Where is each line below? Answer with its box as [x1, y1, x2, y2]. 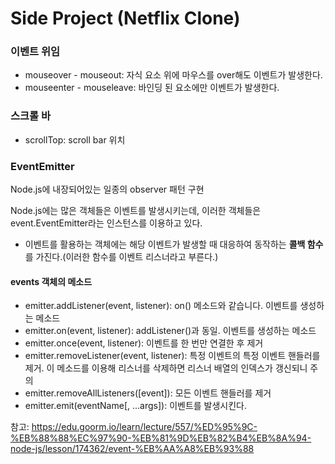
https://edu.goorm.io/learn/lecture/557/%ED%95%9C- [31, 421, 258, 433]
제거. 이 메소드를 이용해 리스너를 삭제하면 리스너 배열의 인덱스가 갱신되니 [24, 362, 308, 374]
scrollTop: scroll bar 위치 [24, 133, 126, 146]
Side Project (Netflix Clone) [10, 7, 241, 30]
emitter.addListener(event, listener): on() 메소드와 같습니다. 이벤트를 [24, 300, 298, 312]
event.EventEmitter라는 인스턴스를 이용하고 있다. [10, 217, 203, 229]
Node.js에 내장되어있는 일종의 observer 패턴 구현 [10, 183, 205, 196]
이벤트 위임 [10, 45, 61, 59]
